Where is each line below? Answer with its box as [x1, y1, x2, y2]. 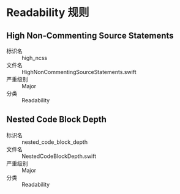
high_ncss [21, 54, 48, 61]
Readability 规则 [6, 6, 89, 20]
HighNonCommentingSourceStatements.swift [21, 69, 137, 75]
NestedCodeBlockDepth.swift [21, 152, 97, 160]
